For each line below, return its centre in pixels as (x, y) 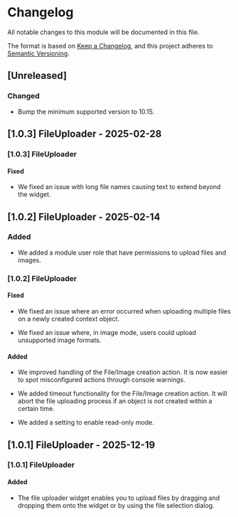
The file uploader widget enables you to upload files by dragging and (119, 498)
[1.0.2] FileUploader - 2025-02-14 (84, 217)
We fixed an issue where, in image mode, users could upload (107, 332)
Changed (24, 96)
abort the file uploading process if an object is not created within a (115, 401)
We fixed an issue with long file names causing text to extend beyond (119, 187)
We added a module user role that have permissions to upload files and (122, 252)
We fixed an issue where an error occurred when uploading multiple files (124, 311)
